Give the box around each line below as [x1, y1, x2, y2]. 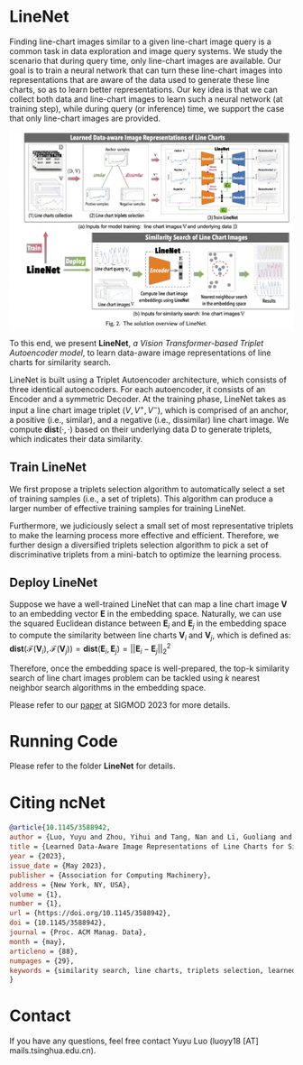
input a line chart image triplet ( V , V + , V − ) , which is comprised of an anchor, [9, 403, 289, 416]
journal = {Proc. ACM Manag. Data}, [9, 928, 147, 937]
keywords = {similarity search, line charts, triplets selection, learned [9, 966, 297, 975]
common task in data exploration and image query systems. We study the [9, 45, 283, 56]
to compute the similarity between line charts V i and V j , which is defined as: [9, 629, 291, 643]
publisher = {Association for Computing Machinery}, [9, 870, 212, 880]
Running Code [9, 730, 119, 751]
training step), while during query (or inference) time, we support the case [9, 103, 285, 114]
